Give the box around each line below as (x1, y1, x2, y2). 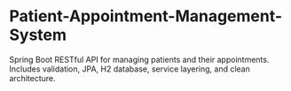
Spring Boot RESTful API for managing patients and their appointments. (9, 54, 270, 64)
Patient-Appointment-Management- (9, 6, 283, 27)
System (9, 25, 67, 45)
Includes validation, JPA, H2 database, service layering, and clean (9, 64, 250, 74)
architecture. (9, 72, 56, 83)
